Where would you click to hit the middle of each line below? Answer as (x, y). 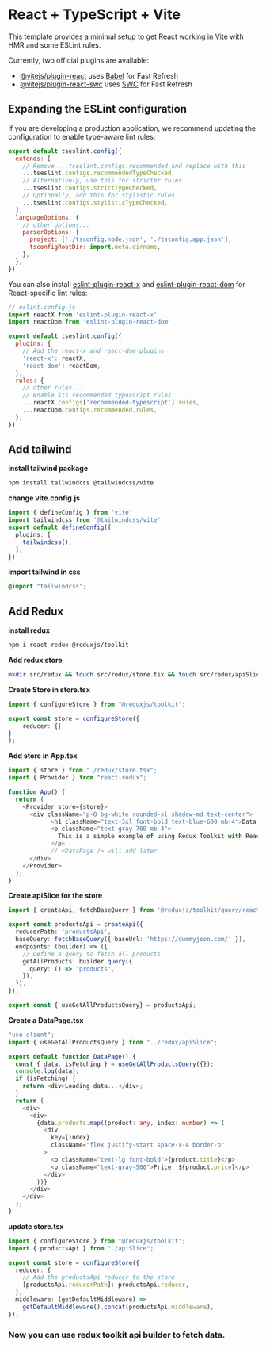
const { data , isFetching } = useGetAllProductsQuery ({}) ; (115, 1064)
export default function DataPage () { (72, 1056)
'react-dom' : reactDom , (62, 366)
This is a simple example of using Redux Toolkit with (150, 837)
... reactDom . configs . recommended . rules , (90, 410)
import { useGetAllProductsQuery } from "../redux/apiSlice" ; (113, 1042)
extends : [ (33, 159)
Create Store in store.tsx (49, 689)
